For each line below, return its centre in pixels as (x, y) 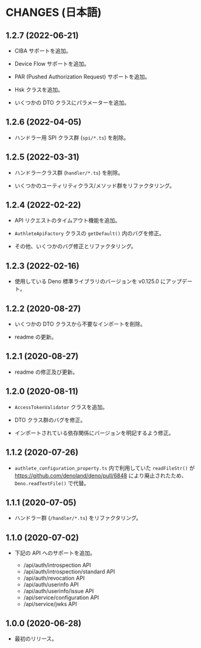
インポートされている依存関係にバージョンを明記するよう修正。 (94, 433)
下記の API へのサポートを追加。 (55, 553)
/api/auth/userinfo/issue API (59, 591)
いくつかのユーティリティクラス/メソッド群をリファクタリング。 (95, 185)
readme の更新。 (36, 337)
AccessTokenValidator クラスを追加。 (61, 407)
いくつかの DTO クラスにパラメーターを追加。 (72, 102)
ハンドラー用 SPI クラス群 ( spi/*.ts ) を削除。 (72, 137)
